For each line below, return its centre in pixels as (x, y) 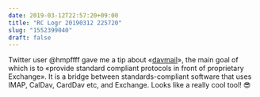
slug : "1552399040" (40, 30)
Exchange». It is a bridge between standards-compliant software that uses (130, 76)
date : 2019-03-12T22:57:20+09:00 (63, 15)
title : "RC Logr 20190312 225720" (65, 23)
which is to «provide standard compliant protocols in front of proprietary (126, 69)
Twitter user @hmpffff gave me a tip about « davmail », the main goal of (124, 60)
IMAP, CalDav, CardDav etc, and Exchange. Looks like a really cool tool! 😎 (130, 85)
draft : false (30, 37)
